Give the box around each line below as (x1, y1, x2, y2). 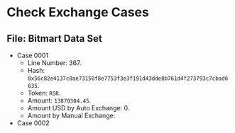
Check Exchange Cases (6, 4, 150, 21)
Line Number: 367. (27, 59, 82, 67)
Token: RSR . (27, 89, 61, 97)
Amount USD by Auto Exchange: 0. (27, 104, 130, 112)
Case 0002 (16, 119, 50, 127)
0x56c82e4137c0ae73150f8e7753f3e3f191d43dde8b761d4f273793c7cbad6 (27, 75, 229, 82)
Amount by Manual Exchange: (27, 111, 116, 120)
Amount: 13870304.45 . (27, 96, 92, 105)
